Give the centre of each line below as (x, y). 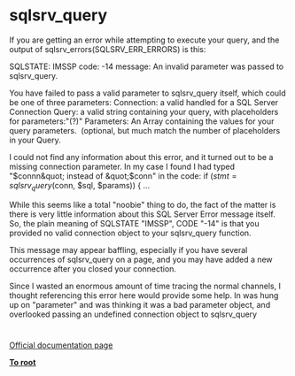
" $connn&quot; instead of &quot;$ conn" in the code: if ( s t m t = (123, 176)
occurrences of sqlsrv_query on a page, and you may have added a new (141, 259)
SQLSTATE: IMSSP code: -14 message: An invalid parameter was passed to (147, 66)
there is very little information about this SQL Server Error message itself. (143, 214)
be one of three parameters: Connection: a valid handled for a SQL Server (144, 102)
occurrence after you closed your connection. (93, 269)
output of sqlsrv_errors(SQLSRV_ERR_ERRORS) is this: (108, 49)
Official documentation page (61, 345)
